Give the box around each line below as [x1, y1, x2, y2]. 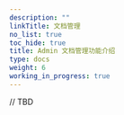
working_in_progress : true [9, 72, 111, 81]
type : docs [9, 55, 50, 64]
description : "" [9, 13, 70, 22]
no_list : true [9, 30, 63, 39]
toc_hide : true [9, 38, 66, 48]
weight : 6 [9, 64, 47, 73]
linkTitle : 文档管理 [9, 22, 81, 31]
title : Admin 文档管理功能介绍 [9, 47, 116, 56]
